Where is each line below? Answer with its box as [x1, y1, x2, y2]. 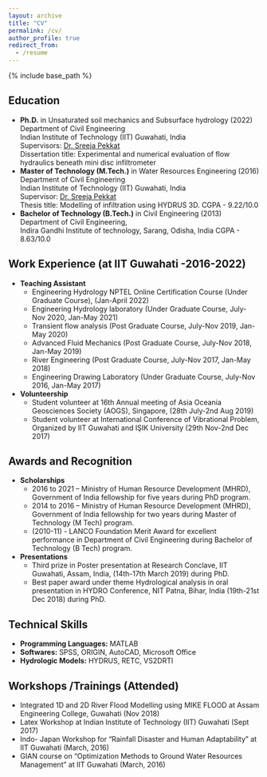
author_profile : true [8, 34, 80, 42]
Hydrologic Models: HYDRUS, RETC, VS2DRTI [19, 656, 174, 666]
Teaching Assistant [19, 278, 86, 288]
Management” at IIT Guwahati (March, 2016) [19, 760, 166, 770]
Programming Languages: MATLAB [19, 639, 139, 648]
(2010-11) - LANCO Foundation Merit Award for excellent [31, 527, 217, 536]
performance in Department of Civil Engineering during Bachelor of [31, 535, 253, 544]
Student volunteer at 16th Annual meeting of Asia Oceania [31, 397, 222, 407]
